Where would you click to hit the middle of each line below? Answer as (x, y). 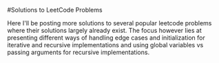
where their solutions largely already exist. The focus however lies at (104, 30)
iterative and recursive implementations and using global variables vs (105, 45)
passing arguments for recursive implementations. (79, 52)
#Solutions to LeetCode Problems (55, 10)
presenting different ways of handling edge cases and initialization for (106, 38)
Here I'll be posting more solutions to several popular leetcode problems (109, 23)
